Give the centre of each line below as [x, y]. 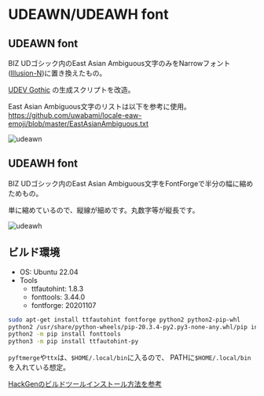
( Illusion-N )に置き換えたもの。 [57, 73]
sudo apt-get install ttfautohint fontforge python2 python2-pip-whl [125, 320]
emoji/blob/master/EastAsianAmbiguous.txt [79, 124]
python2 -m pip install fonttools [65, 334]
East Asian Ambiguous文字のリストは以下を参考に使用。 [99, 106]
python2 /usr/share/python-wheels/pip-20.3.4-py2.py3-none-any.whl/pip [128, 327]
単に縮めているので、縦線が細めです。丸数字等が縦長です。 [104, 210]
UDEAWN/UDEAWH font [88, 15]
